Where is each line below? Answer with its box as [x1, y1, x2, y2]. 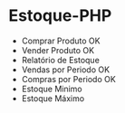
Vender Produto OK [21, 44, 95, 55]
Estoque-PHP [8, 5, 112, 26]
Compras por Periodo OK [21, 73, 117, 84]
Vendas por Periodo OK [21, 64, 111, 75]
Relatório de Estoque [21, 54, 101, 65]
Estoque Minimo [21, 83, 82, 94]
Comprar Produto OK [21, 35, 101, 46]
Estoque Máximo [21, 92, 85, 104]
